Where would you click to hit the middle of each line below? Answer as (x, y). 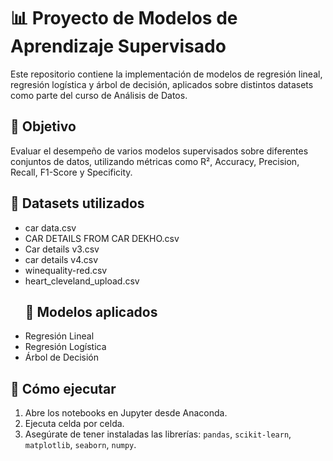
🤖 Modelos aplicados (91, 311)
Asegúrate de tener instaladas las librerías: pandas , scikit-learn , (158, 434)
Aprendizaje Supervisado (118, 46)
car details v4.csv (61, 259)
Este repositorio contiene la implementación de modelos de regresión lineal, (166, 74)
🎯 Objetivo (43, 126)
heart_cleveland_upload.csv (82, 281)
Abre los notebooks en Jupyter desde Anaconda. (126, 413)
